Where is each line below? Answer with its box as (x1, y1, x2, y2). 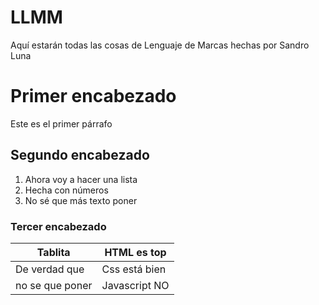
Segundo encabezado (10, 147, 150, 164)
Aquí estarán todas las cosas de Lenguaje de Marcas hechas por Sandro (10, 39, 310, 51)
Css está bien (101, 262, 167, 276)
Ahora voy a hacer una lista (24, 173, 138, 185)
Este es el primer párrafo (10, 117, 113, 130)
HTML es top (104, 245, 167, 259)
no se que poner (15, 278, 93, 292)
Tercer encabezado (10, 219, 107, 233)
